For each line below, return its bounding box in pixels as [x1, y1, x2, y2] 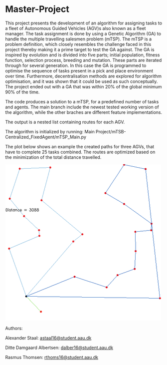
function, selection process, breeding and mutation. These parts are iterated [5, 57, 162, 63]
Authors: [5, 325, 23, 331]
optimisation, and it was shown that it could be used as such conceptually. [5, 78, 158, 84]
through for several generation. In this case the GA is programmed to [5, 62, 147, 68]
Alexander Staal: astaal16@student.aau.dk [5, 335, 92, 341]
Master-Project [5, 3, 70, 15]
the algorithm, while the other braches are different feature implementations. [5, 109, 163, 115]
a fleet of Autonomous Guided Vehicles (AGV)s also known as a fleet [5, 25, 146, 31]
